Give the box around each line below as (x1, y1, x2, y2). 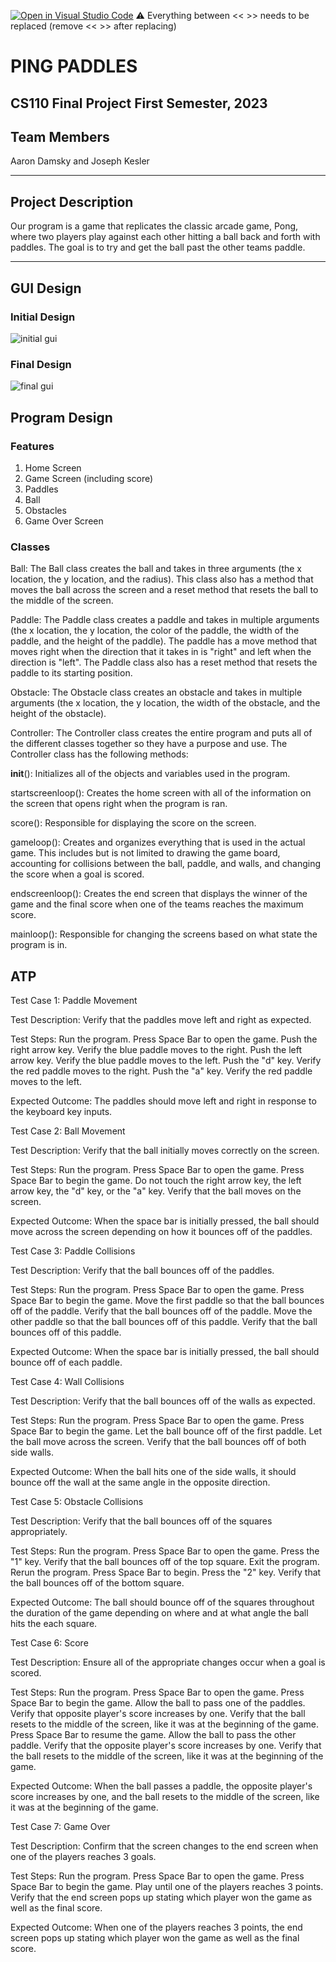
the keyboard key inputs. (10, 1105, 113, 1117)
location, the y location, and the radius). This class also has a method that (10, 573, 314, 585)
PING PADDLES (10, 55, 138, 78)
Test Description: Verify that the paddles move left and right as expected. (10, 1013, 312, 1025)
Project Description (10, 193, 134, 210)
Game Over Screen (24, 515, 104, 527)
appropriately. (10, 1525, 68, 1537)
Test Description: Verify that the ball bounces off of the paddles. (10, 1264, 275, 1276)
